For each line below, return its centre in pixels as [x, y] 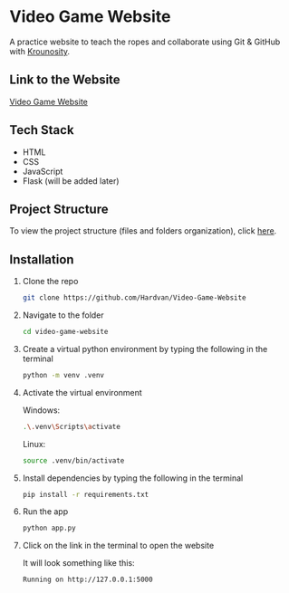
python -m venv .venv [63, 375]
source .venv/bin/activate [73, 460]
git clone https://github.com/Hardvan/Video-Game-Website [134, 298]
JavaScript [43, 171]
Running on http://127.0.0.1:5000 [87, 580]
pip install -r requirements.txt [86, 494]
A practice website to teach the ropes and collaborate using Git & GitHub [145, 42]
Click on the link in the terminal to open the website [118, 546]
